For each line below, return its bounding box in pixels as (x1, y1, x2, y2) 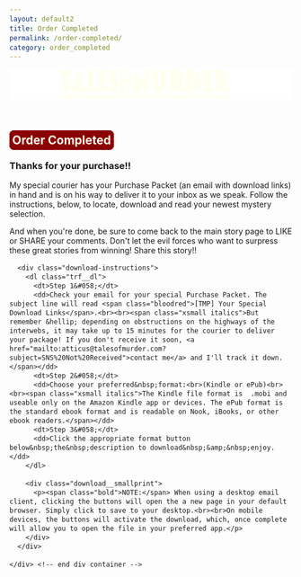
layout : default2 (9, 14, 75, 23)
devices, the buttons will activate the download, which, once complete (9, 515, 288, 525)
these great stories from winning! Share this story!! (9, 245, 198, 256)
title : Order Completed (9, 23, 99, 33)
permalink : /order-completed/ (9, 33, 123, 42)
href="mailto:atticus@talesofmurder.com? (9, 344, 167, 354)
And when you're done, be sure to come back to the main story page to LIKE (9, 226, 293, 237)
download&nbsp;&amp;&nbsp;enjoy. (149, 443, 276, 453)
